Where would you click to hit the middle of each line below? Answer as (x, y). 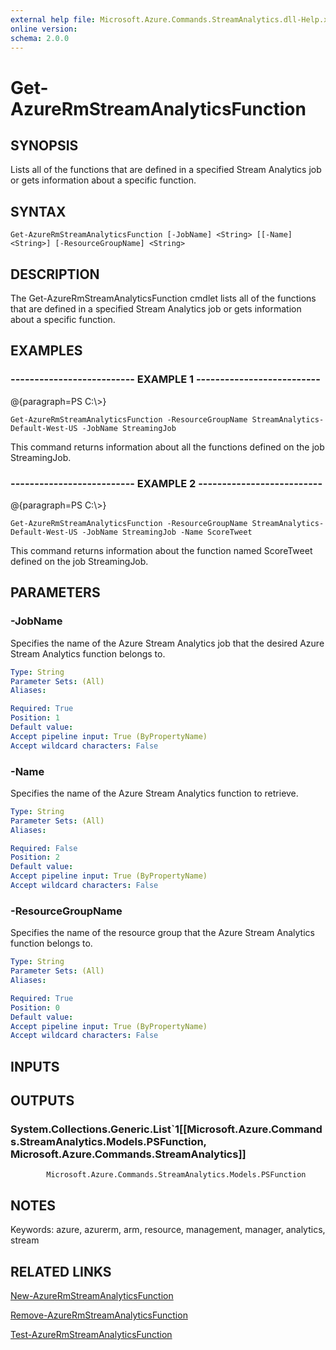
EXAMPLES (46, 351)
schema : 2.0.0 (40, 38)
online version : (44, 29)
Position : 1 (35, 718)
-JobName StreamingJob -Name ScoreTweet (167, 532)
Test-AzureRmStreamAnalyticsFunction (91, 1334)
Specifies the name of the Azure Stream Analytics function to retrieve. (154, 793)
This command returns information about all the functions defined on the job (167, 447)
